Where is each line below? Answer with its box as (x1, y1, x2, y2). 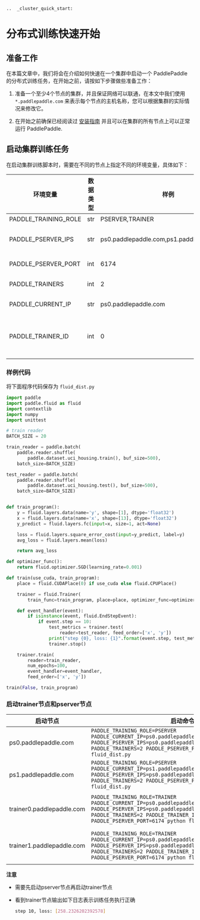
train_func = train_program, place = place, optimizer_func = (27, 597, 171, 603)
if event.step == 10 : (37, 619, 92, 625)
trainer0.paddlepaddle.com (9, 805, 86, 813)
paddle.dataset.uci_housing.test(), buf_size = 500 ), (27, 482, 159, 489)
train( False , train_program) (6, 685, 79, 691)
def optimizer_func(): (6, 559, 62, 565)
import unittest (6, 417, 46, 423)
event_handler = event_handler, (27, 669, 102, 675)
